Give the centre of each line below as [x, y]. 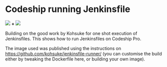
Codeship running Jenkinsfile [68, 9]
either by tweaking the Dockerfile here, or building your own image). [75, 59]
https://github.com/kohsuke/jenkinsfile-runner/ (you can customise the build [83, 53]
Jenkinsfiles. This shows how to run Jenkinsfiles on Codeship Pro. [73, 38]
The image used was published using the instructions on [63, 48]
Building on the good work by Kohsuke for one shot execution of [71, 33]
